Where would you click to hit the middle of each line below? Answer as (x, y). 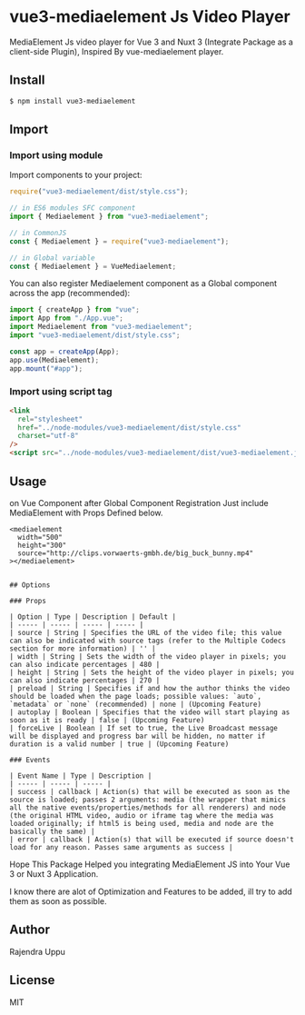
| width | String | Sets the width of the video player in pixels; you (148, 656)
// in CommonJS (38, 233)
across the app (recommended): (70, 294)
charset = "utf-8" (48, 436)
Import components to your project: (76, 175)
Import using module (56, 154)
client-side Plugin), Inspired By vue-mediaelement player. (117, 51)
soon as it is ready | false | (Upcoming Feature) (107, 720)
